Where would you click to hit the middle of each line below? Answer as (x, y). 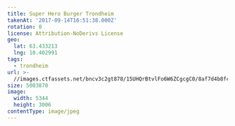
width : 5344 (31, 99)
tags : (15, 59)
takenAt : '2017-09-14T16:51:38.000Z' (62, 20)
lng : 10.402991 (36, 53)
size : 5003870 (28, 85)
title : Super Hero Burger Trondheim (60, 14)
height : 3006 (33, 105)
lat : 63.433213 (36, 46)
